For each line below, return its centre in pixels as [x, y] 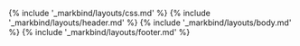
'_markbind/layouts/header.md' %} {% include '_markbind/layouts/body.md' [150, 23]
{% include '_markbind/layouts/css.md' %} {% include [110, 13]
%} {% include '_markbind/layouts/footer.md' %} [99, 32]
